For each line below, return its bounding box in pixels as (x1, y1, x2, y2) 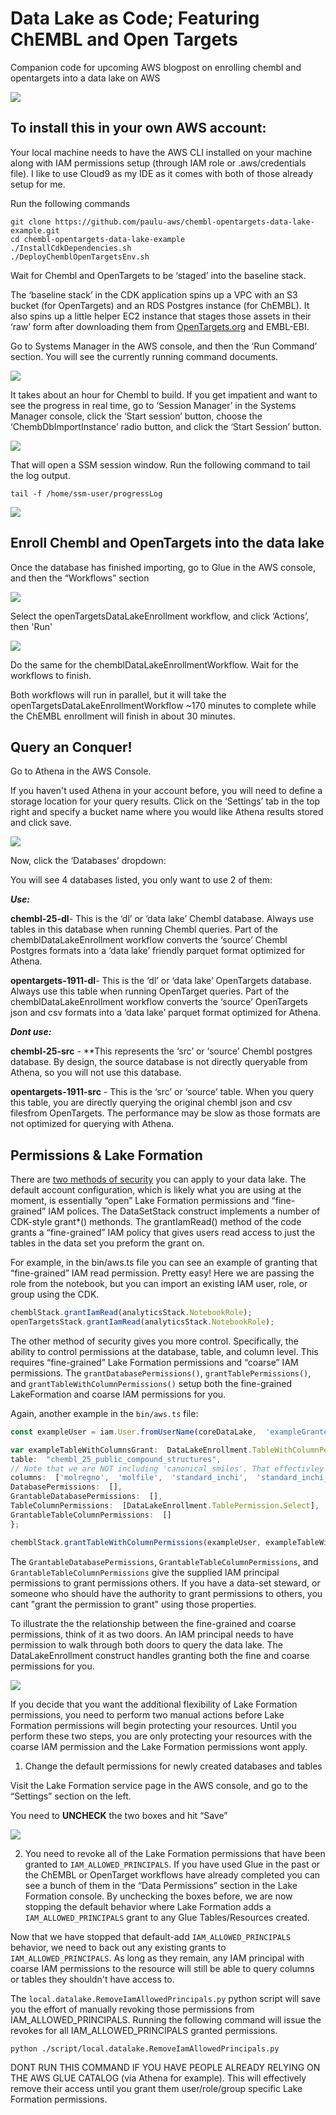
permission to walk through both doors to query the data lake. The (10, 1638, 284, 1651)
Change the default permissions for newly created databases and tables (24, 1760, 323, 1772)
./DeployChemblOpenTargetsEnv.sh (10, 252, 150, 262)
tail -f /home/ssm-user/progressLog (10, 488, 163, 499)
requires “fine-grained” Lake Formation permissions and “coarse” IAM (10, 1356, 299, 1368)
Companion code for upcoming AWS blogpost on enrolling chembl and (10, 61, 302, 73)
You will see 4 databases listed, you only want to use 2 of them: (10, 874, 273, 886)
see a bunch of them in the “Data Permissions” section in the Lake (24, 1879, 298, 1891)
